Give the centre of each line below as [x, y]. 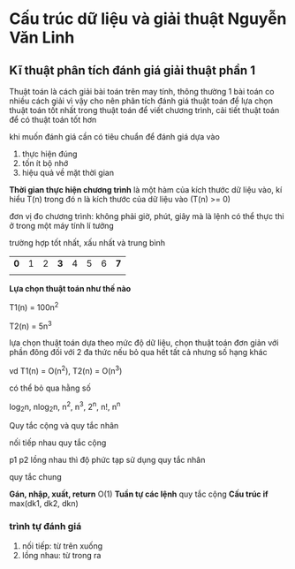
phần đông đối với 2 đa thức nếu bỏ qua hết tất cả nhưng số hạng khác [138, 353]
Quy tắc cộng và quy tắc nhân [64, 426]
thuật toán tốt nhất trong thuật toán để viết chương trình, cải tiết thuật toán [144, 110]
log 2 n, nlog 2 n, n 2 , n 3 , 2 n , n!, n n [65, 407]
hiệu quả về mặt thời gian [68, 173]
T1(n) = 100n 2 [34, 307]
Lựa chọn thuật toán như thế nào [70, 288]
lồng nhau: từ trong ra [61, 555]
